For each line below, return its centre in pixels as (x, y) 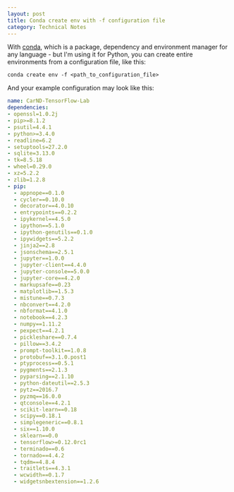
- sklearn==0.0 (36, 436)
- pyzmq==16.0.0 (37, 396)
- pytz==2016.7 (36, 390)
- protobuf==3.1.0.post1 (50, 357)
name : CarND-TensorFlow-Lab (49, 101)
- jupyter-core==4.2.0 (47, 278)
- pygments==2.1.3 (41, 370)
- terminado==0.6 (39, 449)
